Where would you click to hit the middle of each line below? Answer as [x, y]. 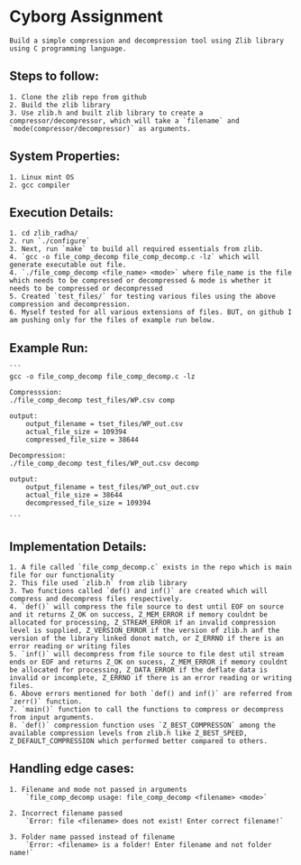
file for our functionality [62, 575]
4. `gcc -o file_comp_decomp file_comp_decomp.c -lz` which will [134, 257]
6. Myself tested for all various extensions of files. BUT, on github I [151, 312]
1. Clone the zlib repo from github [78, 97]
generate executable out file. [68, 265]
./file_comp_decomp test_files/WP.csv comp [92, 400]
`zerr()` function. [46, 702]
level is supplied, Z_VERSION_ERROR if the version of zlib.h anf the [145, 630]
